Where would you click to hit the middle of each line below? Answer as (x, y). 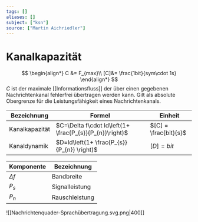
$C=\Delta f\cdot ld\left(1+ (93, 126)
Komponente (27, 167)
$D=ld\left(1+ (75, 143)
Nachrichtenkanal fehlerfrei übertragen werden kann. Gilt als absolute (91, 95)
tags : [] (17, 11)
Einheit (169, 116)
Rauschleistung (73, 197)
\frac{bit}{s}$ (168, 133)
